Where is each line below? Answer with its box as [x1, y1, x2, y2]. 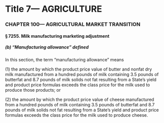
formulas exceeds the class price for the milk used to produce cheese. [5, 112, 148, 118]
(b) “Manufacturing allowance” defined [5, 44, 89, 50]
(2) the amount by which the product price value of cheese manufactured [5, 97, 154, 102]
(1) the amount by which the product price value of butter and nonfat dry [5, 66, 152, 72]
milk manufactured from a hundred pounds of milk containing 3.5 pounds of [5, 71, 159, 77]
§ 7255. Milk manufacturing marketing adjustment [5, 33, 110, 39]
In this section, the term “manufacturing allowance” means [5, 56, 124, 62]
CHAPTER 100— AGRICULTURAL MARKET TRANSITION [5, 21, 140, 28]
